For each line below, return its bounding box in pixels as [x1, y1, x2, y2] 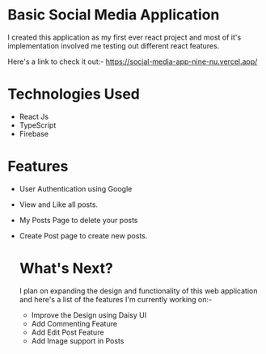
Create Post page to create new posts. [19, 230, 148, 240]
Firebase [19, 129, 49, 138]
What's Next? [19, 259, 114, 277]
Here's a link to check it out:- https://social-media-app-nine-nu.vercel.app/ [7, 57, 258, 66]
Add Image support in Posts [31, 335, 125, 345]
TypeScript [19, 120, 57, 130]
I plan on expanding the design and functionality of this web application [19, 285, 258, 296]
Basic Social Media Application [7, 6, 220, 24]
